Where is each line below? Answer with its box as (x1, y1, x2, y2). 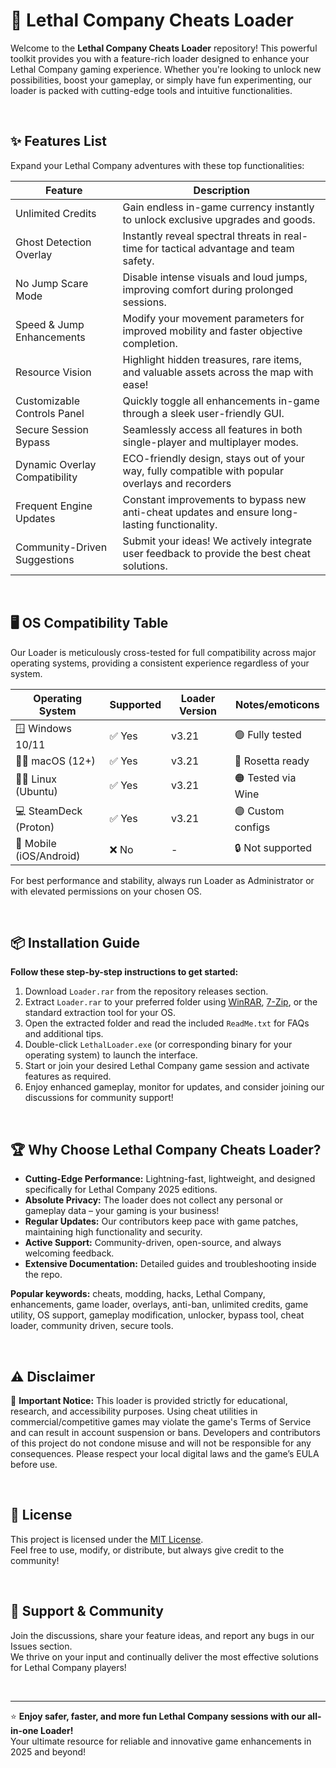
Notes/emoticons (235, 697, 320, 711)
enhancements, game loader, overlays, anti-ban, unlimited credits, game (10, 1299, 309, 1311)
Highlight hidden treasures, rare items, (122, 352, 303, 366)
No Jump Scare (15, 276, 89, 290)
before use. (10, 1459, 58, 1470)
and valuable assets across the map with (122, 365, 314, 379)
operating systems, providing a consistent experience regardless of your (10, 657, 310, 669)
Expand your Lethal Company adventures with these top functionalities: (10, 159, 305, 171)
